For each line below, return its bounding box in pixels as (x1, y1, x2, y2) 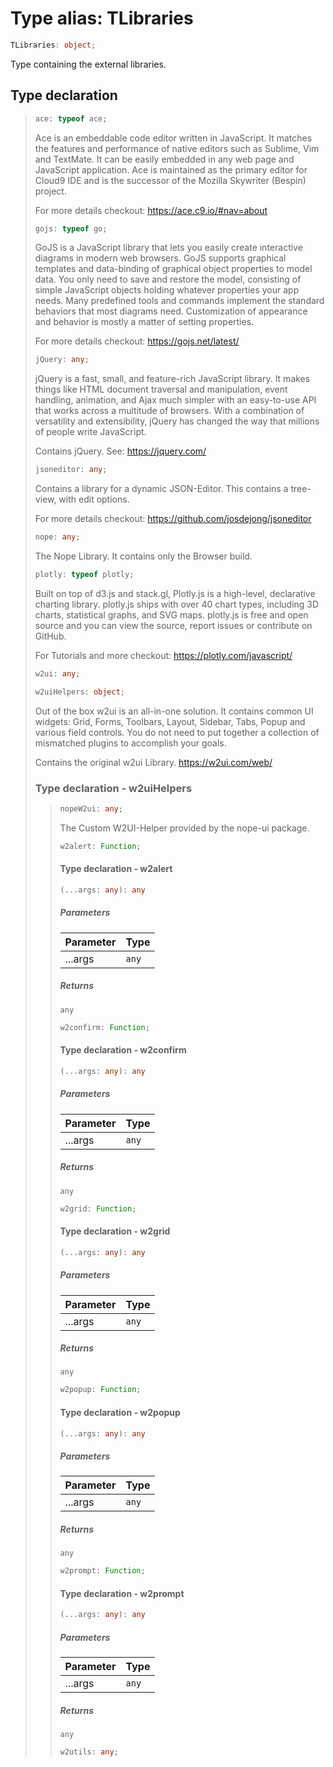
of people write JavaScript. (34, 426, 147, 438)
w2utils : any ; (59, 1747, 119, 1757)
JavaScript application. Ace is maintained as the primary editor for (34, 163, 308, 176)
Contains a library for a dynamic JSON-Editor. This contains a (34, 483, 289, 495)
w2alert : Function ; (59, 841, 142, 851)
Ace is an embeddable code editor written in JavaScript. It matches (34, 132, 313, 144)
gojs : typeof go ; (34, 223, 108, 234)
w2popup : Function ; (59, 1385, 142, 1395)
